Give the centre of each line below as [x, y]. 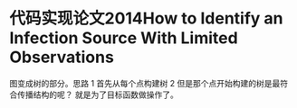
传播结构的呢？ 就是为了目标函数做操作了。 [97, 94]
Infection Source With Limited [124, 38]
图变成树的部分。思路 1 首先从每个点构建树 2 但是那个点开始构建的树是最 [145, 83]
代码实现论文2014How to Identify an [146, 18]
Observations [62, 57]
